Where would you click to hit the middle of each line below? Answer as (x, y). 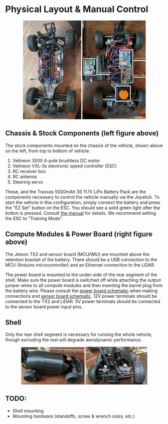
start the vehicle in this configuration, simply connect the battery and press (83, 202)
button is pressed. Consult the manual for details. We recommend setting (81, 213)
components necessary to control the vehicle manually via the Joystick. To (82, 197)
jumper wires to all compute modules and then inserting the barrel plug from (84, 285)
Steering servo (28, 182)
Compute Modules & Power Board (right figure (79, 234)
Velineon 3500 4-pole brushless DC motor (56, 160)
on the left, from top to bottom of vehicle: (48, 151)
